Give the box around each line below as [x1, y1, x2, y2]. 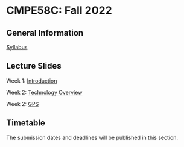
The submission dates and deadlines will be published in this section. [6, 134, 179, 141]
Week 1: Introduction [6, 77, 57, 84]
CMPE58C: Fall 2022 [6, 4, 113, 17]
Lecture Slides [6, 61, 62, 71]
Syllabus [6, 43, 28, 51]
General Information [6, 28, 84, 38]
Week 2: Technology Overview [6, 89, 83, 96]
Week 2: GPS [6, 100, 39, 107]
